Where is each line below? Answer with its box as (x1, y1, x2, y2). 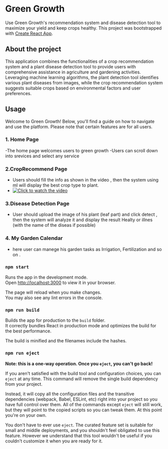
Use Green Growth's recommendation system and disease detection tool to (5, 20, 161, 26)
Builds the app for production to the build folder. (5, 317, 106, 323)
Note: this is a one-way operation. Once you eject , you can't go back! (5, 361, 153, 367)
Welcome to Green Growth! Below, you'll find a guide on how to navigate (5, 118, 155, 124)
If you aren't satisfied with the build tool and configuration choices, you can (5, 370, 161, 376)
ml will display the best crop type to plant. (12, 182, 99, 189)
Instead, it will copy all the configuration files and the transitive (5, 391, 134, 397)
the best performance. (5, 328, 52, 334)
